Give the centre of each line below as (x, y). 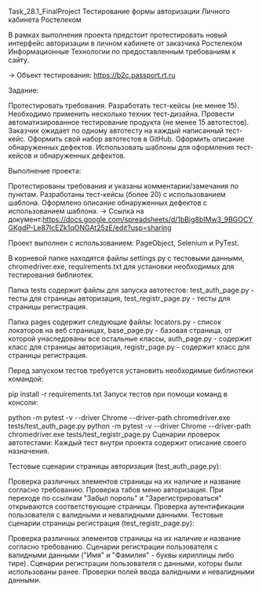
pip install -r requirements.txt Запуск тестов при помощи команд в (118, 394)
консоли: (23, 402)
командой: (26, 379)
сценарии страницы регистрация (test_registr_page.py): (101, 523)
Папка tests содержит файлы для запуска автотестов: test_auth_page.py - (131, 290)
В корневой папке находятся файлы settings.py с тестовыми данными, (126, 258)
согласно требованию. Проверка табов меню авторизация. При (116, 490)
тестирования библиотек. (51, 275)
